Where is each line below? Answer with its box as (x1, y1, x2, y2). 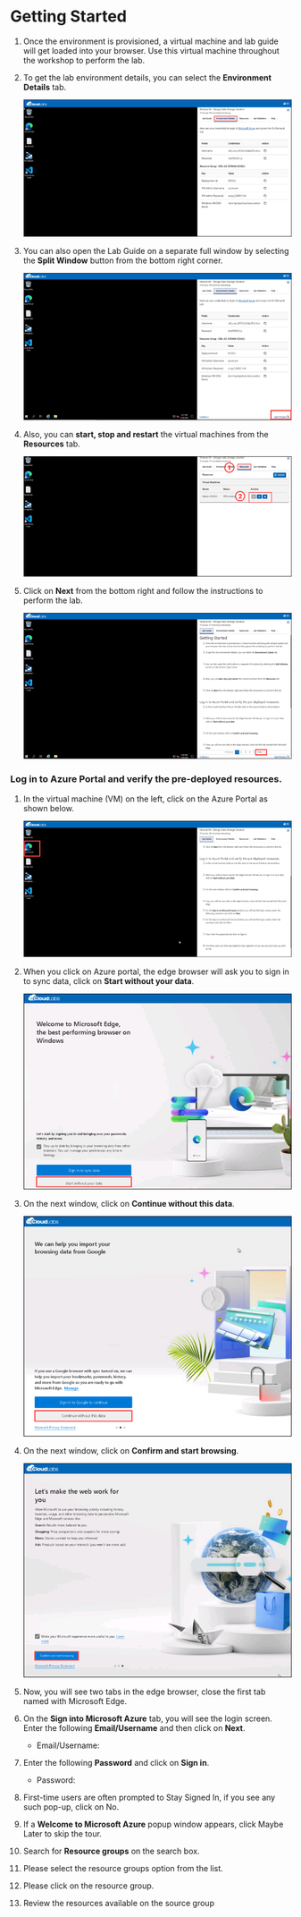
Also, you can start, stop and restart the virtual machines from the (22, 429, 269, 440)
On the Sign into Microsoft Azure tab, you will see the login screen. (22, 1713, 273, 1724)
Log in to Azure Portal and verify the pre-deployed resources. (10, 773, 282, 785)
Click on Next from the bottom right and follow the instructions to (22, 586, 263, 597)
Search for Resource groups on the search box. (22, 1845, 200, 1857)
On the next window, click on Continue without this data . (22, 1198, 235, 1209)
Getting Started (10, 6, 128, 27)
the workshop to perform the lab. (22, 55, 146, 65)
